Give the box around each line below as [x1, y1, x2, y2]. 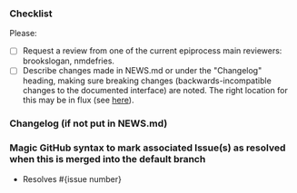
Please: [9, 28, 38, 39]
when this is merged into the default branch [9, 153, 206, 166]
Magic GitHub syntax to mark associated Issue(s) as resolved [9, 141, 286, 154]
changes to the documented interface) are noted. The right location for [22, 85, 288, 96]
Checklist [9, 7, 53, 20]
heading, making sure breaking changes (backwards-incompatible [22, 75, 272, 86]
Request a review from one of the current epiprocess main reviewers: [22, 45, 282, 56]
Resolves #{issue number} [22, 173, 123, 184]
